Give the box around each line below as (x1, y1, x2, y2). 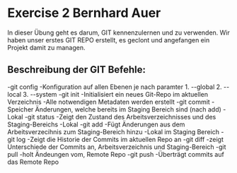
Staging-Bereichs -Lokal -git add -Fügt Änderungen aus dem (7, 120, 185, 129)
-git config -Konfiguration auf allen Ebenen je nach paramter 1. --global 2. (7, 83, 222, 91)
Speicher (7, 105, 34, 114)
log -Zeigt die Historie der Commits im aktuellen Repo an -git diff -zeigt (16, 135, 224, 143)
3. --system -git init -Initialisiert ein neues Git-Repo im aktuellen (23, 90, 209, 98)
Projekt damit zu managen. (7, 43, 86, 52)
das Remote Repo (7, 157, 59, 166)
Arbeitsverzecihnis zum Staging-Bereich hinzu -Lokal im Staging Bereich (7, 127, 220, 136)
